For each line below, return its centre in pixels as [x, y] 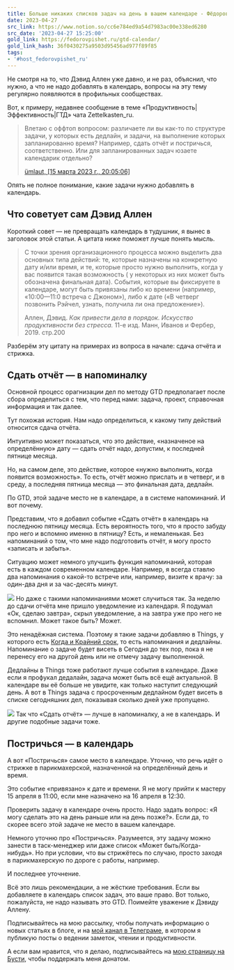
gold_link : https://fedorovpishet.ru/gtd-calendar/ [84, 40]
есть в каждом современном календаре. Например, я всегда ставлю [111, 569]
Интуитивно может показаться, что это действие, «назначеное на [106, 441]
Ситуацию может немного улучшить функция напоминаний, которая [110, 562]
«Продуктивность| [170, 107]
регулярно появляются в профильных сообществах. [85, 94]
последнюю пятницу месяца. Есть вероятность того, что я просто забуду [117, 526]
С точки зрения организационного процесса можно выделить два [123, 252]
